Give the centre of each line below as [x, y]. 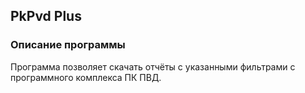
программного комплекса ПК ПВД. [86, 77]
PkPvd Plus [46, 16]
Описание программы [68, 45]
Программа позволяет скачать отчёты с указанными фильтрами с [153, 66]
